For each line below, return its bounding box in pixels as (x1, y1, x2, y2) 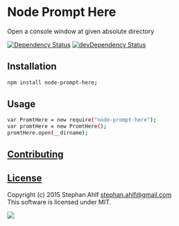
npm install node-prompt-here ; (7, 79, 98, 86)
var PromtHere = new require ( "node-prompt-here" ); (7, 116, 157, 123)
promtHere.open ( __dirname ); (7, 130, 89, 137)
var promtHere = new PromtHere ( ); (7, 123, 108, 130)
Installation (7, 60, 57, 73)
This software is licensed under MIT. (7, 198, 112, 207)
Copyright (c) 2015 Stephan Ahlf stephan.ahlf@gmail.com (7, 191, 172, 199)
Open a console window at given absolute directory (7, 27, 155, 35)
